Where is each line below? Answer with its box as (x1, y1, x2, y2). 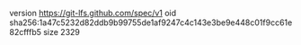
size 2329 (43, 27, 81, 37)
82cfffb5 (9, 27, 42, 37)
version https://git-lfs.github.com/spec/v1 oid (9, 8, 177, 18)
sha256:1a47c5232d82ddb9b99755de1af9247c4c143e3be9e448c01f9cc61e (9, 17, 293, 28)
